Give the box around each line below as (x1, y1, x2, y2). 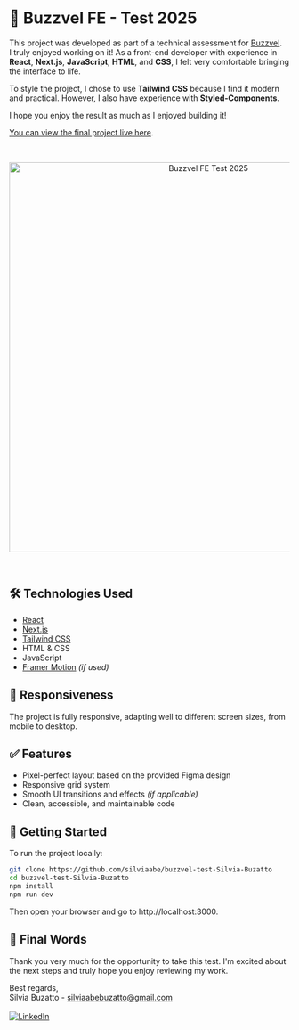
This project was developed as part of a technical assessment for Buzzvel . (9, 37, 283, 48)
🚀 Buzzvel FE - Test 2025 (9, 8, 198, 29)
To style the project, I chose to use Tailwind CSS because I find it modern (9, 83, 280, 94)
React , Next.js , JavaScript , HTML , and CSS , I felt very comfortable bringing (9, 56, 290, 67)
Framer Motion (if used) (21, 661, 109, 672)
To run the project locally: (9, 848, 103, 859)
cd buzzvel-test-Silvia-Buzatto (9, 873, 129, 883)
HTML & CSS (21, 642, 70, 653)
